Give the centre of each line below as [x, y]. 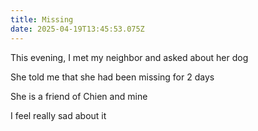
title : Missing [42, 19]
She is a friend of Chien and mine [79, 96]
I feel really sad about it [58, 115]
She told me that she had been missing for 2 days [112, 77]
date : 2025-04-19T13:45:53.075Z [77, 29]
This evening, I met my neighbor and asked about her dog [129, 57]
